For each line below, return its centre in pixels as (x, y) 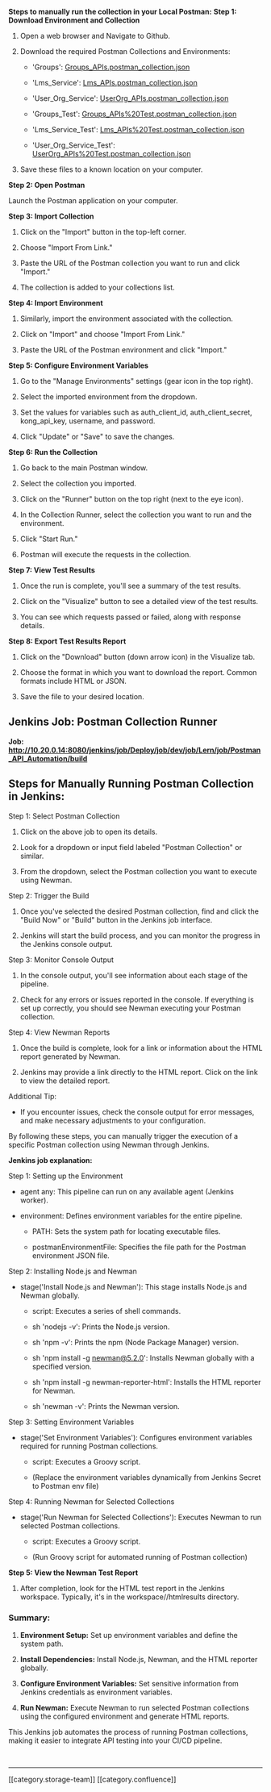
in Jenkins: (37, 796)
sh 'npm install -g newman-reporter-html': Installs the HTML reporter (146, 1382)
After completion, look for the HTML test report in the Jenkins (122, 1588)
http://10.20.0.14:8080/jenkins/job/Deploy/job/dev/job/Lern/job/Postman (135, 750)
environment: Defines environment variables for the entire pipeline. (131, 1215)
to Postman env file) (65, 1486)
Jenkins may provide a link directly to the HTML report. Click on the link (139, 1072)
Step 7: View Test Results (52, 570)
